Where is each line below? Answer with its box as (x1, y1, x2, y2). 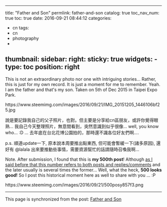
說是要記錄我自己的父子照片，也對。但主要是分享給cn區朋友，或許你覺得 (5, 117, 154, 123)
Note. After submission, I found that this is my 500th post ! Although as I (5, 156, 153, 162)
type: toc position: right (5, 63, 80, 71)
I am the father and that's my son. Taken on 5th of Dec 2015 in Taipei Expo (5, 87, 158, 93)
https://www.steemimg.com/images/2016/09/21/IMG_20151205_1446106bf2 (5, 102, 160, 107)
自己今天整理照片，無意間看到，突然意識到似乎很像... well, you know (19, 123, 159, 129)
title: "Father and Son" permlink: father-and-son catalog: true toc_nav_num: (5, 10, 160, 15)
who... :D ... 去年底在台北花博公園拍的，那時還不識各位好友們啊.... (5, 129, 139, 135)
